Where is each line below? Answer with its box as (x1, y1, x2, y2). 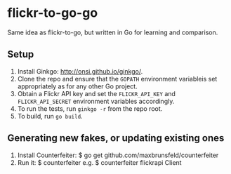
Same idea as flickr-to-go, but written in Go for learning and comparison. (7, 28, 218, 36)
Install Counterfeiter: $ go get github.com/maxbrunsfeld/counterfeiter (17, 151, 219, 159)
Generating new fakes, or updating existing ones (7, 132, 225, 145)
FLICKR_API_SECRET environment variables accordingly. (17, 97, 175, 105)
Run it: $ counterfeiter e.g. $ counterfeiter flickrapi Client (17, 158, 182, 166)
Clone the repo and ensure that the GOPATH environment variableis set (17, 74, 218, 83)
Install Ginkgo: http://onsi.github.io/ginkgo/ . (17, 67, 143, 75)
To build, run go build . (17, 112, 83, 120)
